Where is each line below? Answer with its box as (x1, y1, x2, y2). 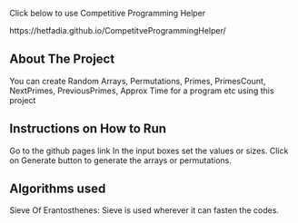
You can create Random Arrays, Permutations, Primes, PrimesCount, (9, 75, 266, 86)
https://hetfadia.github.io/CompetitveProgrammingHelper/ (9, 25, 227, 35)
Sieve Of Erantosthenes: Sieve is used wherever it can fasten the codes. (9, 205, 280, 216)
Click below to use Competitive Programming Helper (9, 8, 206, 18)
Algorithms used (9, 181, 106, 197)
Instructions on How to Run (9, 121, 166, 137)
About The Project (9, 52, 115, 67)
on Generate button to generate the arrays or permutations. (9, 154, 232, 166)
